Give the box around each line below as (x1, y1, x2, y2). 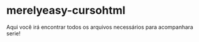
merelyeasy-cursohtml (6, 4, 126, 17)
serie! (6, 29, 21, 37)
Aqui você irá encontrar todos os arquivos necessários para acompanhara (6, 23, 193, 31)
